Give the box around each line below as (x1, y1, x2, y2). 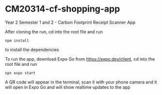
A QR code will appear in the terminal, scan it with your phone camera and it (5, 79, 157, 85)
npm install (5, 38, 29, 43)
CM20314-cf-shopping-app (5, 3, 120, 15)
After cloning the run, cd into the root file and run (5, 29, 103, 34)
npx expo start (5, 70, 36, 76)
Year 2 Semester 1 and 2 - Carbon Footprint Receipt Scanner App (5, 19, 136, 25)
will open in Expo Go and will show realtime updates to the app (5, 84, 130, 90)
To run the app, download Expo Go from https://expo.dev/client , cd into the (5, 56, 155, 62)
